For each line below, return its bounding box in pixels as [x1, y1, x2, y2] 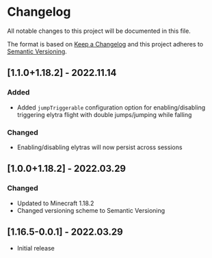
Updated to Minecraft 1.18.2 [16, 199, 94, 207]
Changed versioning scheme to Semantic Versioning [16, 206, 165, 214]
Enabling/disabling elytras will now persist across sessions [16, 143, 183, 151]
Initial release [16, 244, 55, 253]
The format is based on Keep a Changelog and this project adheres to [7, 40, 204, 48]
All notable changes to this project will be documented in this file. [7, 27, 191, 35]
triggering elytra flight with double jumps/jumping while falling [16, 110, 192, 118]
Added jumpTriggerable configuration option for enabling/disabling [16, 103, 206, 112]
